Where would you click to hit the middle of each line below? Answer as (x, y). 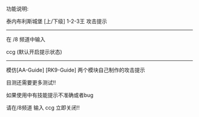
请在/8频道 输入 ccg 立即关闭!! (43, 108)
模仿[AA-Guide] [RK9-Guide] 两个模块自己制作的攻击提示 (76, 70)
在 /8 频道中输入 (26, 39)
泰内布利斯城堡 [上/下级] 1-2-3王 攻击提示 (57, 21)
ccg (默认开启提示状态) (34, 52)
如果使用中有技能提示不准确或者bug (50, 95)
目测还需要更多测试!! (31, 82)
